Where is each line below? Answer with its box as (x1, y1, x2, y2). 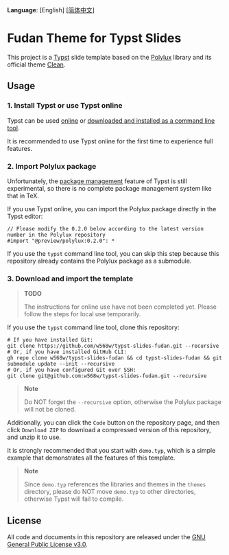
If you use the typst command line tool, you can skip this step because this (7, 249, 219, 257)
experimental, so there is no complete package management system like (7, 184, 212, 192)
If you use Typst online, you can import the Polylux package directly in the (7, 204, 217, 213)
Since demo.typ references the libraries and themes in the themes (23, 480, 206, 488)
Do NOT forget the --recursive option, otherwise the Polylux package (23, 398, 221, 406)
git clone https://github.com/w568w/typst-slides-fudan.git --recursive (7, 342, 219, 350)
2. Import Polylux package (7, 161, 97, 171)
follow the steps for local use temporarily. (23, 310, 141, 318)
